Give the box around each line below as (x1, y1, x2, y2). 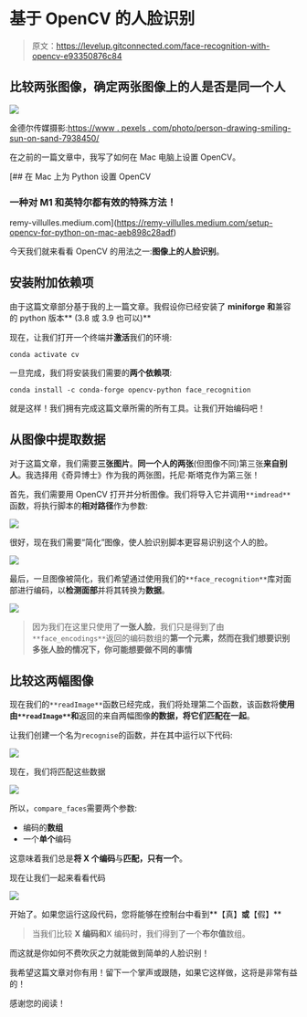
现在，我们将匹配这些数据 (9, 766, 106, 777)
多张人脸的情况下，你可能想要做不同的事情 (31, 644, 193, 655)
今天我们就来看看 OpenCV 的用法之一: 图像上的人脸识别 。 (9, 246, 225, 257)
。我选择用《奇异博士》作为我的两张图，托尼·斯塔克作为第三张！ (17, 469, 260, 480)
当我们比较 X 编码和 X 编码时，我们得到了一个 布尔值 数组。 (31, 928, 250, 939)
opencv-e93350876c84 (31, 50, 122, 61)
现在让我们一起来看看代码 (9, 873, 106, 884)
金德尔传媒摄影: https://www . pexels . (9, 122, 151, 133)
